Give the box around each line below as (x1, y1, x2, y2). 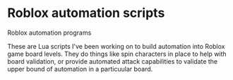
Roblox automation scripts (7, 5, 165, 21)
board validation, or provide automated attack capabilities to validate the (7, 57, 218, 65)
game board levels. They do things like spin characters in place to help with (7, 50, 227, 58)
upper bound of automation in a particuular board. (7, 64, 153, 73)
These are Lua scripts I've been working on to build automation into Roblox (7, 42, 225, 50)
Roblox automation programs (7, 28, 92, 37)
